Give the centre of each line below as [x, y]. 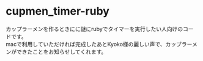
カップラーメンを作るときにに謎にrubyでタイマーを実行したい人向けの [94, 29]
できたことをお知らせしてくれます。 [61, 52]
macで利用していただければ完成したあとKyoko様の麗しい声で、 [86, 44]
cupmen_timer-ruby [57, 11]
